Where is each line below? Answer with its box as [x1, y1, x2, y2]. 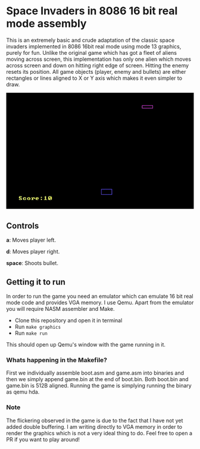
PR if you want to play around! [6, 436, 80, 443]
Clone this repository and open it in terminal [14, 317, 123, 324]
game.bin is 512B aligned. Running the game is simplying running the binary [6, 382, 192, 389]
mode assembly [6, 17, 87, 30]
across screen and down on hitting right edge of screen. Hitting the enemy [6, 61, 189, 69]
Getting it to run [6, 277, 65, 287]
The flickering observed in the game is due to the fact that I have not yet [6, 417, 183, 424]
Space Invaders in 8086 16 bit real [6, 4, 178, 18]
